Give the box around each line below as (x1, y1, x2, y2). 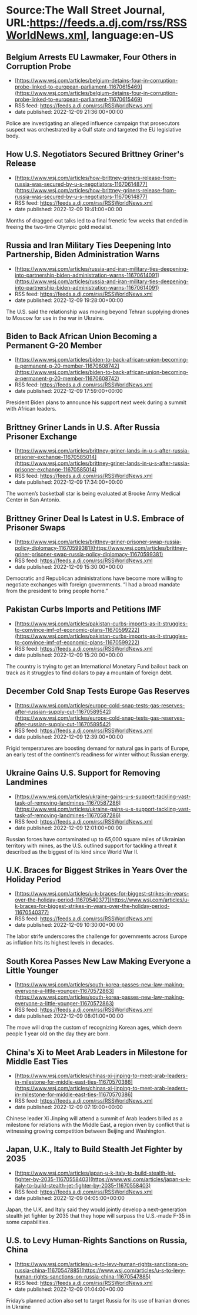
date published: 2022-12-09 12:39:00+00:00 (14, 733, 123, 740)
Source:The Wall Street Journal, (6, 4, 166, 17)
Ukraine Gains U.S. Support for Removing (6, 768, 161, 778)
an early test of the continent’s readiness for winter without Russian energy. (6, 750, 189, 758)
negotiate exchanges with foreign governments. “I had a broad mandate (6, 581, 181, 588)
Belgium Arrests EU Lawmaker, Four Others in (6, 52, 177, 62)
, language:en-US (86, 29, 174, 42)
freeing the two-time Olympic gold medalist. (6, 223, 113, 230)
